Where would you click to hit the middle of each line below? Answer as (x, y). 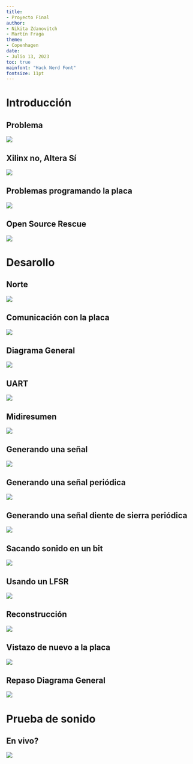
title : (14, 12)
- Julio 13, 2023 (28, 57)
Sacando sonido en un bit (55, 549)
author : (16, 23)
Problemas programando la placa (70, 191)
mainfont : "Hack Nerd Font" (41, 68)
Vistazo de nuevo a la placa (58, 648)
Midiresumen (31, 416)
